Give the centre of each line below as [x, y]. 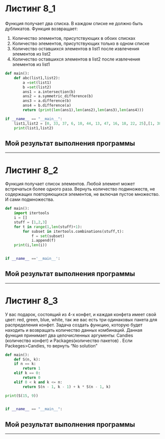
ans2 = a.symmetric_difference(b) [58, 96]
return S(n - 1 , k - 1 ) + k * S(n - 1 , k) [67, 387]
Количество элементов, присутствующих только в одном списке [81, 44]
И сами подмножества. [30, 199]
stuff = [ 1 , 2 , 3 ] [31, 222]
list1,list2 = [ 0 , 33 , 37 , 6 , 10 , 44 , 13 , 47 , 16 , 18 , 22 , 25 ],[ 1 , [84, 124]
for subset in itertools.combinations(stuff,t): [73, 231]
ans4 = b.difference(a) [47, 106]
